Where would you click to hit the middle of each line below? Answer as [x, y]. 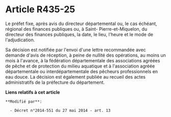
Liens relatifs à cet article [33, 92]
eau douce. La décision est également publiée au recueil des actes [76, 77]
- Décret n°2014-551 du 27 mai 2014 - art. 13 [60, 110]
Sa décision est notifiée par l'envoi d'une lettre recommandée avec [76, 50]
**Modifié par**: [24, 101]
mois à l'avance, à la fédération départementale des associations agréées [83, 60]
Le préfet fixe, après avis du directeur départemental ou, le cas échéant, [81, 24]
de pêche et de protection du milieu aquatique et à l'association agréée [80, 66]
